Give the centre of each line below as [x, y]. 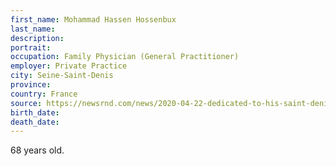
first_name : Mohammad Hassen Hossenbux [93, 19]
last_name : [33, 29]
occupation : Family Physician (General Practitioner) [125, 57]
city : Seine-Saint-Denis [62, 76]
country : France [44, 94]
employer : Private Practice [69, 66]
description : [37, 38]
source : [26, 103]
